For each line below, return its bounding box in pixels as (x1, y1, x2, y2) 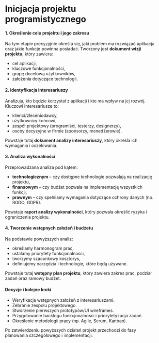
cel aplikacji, (12, 61, 37, 66)
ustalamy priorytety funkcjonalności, (12, 251, 85, 256)
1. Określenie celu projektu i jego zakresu (5, 30, 90, 36)
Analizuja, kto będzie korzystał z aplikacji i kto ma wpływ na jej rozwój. (5, 98, 146, 104)
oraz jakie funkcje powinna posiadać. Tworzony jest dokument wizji (5, 46, 142, 52)
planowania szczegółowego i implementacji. (5, 332, 93, 338)
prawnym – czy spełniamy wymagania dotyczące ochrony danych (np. (12, 194, 154, 200)
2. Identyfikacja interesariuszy (5, 87, 68, 93)
